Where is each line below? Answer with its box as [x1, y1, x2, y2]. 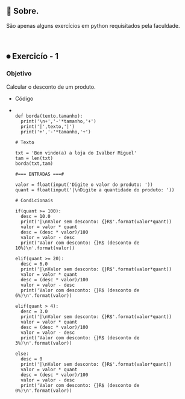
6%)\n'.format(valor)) [14, 292, 72, 299]
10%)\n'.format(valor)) [14, 245, 75, 251]
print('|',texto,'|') [20, 123, 75, 130]
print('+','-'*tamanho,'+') [20, 129, 92, 135]
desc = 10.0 [20, 213, 51, 219]
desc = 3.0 [20, 308, 48, 314]
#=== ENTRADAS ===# [14, 171, 64, 177]
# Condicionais [14, 197, 54, 203]
